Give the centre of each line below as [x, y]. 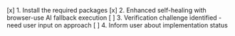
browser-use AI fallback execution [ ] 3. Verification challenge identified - [114, 18]
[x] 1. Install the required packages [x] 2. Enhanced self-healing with [107, 10]
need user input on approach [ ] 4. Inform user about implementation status [117, 25]
